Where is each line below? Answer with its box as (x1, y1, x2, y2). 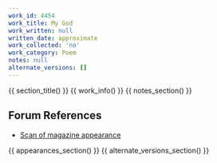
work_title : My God (8, 19, 73, 27)
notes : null (8, 57, 48, 65)
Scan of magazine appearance (19, 129, 121, 140)
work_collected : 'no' (8, 42, 81, 50)
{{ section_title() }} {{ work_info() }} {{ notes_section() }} (8, 85, 193, 95)
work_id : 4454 (8, 11, 56, 20)
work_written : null (8, 26, 73, 34)
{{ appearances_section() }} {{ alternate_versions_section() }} (8, 145, 210, 155)
